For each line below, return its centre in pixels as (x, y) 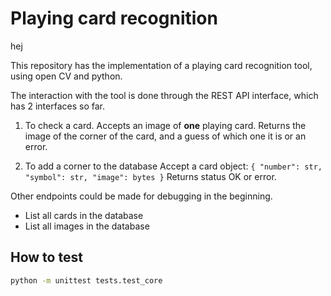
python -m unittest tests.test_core (86, 280)
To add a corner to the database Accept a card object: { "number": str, (173, 166)
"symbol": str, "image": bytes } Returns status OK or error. (150, 176)
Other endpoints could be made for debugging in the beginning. (141, 196)
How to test (46, 257)
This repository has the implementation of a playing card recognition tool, (161, 65)
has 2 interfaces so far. (57, 106)
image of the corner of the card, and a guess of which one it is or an (165, 136)
